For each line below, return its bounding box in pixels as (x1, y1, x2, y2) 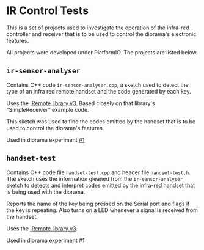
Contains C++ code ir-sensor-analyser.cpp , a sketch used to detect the (6, 81, 189, 89)
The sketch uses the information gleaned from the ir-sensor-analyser (6, 175, 183, 182)
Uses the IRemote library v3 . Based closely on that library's (6, 99, 156, 107)
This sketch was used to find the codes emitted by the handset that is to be (6, 117, 196, 125)
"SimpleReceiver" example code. (6, 106, 90, 113)
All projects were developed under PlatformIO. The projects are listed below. (6, 48, 198, 56)
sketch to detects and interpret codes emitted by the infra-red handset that (6, 182, 195, 189)
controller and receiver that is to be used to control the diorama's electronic (6, 30, 197, 37)
